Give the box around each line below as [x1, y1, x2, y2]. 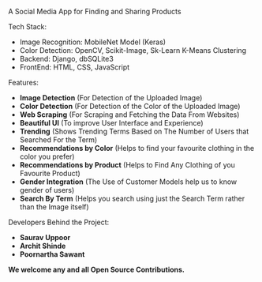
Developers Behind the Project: [8, 217, 110, 227]
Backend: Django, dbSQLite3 [19, 55, 114, 63]
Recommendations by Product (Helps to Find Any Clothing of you [19, 160, 235, 169]
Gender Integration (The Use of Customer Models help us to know [19, 177, 238, 186]
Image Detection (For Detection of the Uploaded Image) [19, 93, 203, 102]
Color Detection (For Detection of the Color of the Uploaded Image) [19, 102, 241, 111]
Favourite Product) [19, 169, 80, 178]
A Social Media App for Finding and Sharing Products [8, 7, 182, 16]
